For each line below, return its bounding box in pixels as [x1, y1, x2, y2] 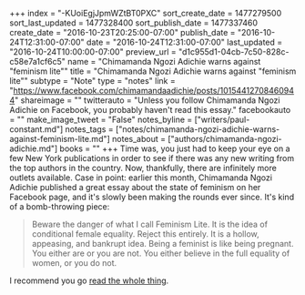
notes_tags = [65, 124, 114, 135]
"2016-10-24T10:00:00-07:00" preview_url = [9, 46, 177, 57]
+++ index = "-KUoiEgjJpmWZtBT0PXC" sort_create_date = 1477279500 [9, 8, 282, 18]
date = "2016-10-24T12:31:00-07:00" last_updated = [86, 36, 283, 47]
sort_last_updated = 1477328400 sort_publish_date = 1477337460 [9, 17, 258, 28]
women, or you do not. [31, 258, 117, 268]
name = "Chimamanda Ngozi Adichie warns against [67, 56, 261, 66]
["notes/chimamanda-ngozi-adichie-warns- [115, 124, 280, 135]
